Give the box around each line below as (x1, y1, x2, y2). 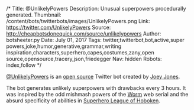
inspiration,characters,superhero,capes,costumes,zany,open (6, 49, 155, 56)
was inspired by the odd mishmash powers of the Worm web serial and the (6, 91, 189, 98)
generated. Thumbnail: (6, 11, 62, 18)
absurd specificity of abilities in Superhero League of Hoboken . (6, 97, 161, 104)
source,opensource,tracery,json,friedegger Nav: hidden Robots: (6, 56, 162, 62)
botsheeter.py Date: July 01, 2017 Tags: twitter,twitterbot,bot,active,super (6, 37, 185, 43)
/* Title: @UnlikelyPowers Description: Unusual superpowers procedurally (6, 5, 186, 12)
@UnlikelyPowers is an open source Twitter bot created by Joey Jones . (6, 73, 180, 80)
